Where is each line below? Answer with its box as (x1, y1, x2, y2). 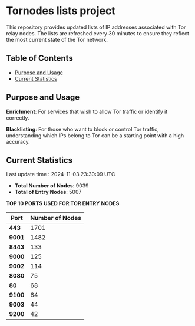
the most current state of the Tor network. (6, 36, 108, 43)
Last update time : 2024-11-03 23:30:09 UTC (6, 171, 115, 178)
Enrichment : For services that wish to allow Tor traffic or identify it (6, 108, 168, 115)
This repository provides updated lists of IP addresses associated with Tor (6, 24, 186, 31)
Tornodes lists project (6, 4, 116, 18)
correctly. (6, 114, 29, 121)
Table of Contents (6, 53, 74, 63)
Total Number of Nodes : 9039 (14, 182, 89, 189)
